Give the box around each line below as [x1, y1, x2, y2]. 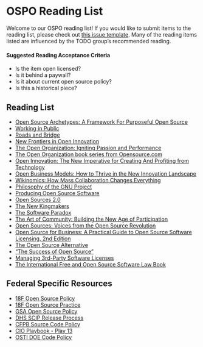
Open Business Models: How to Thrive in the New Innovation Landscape [15, 170, 196, 177]
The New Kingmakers [15, 202, 70, 210]
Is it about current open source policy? [15, 78, 112, 85]
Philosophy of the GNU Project [15, 183, 92, 190]
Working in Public [15, 124, 60, 132]
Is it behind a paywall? [15, 71, 71, 79]
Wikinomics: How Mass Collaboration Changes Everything [15, 176, 161, 184]
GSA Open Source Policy [15, 307, 78, 315]
